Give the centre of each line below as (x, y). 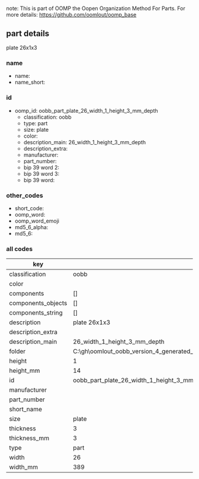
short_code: (29, 208)
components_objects (38, 303)
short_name (26, 410)
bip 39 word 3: (41, 173)
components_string (36, 313)
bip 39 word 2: (41, 167)
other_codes (25, 195)
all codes (20, 249)
